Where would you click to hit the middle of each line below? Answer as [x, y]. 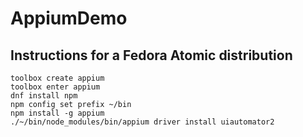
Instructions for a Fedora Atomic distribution [151, 55]
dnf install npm [44, 96]
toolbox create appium [57, 78]
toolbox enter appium [55, 87]
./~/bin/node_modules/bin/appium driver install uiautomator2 [142, 122]
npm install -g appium [57, 113]
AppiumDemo [69, 18]
